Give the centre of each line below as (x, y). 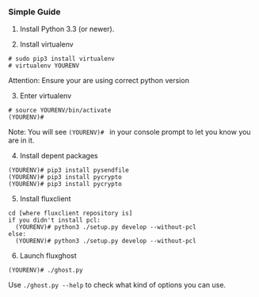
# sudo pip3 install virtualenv (61, 59)
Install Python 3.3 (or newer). (67, 29)
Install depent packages (59, 156)
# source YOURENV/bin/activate (60, 110)
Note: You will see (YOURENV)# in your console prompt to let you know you (129, 132)
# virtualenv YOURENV (44, 66)
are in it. (21, 140)
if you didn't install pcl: (55, 220)
